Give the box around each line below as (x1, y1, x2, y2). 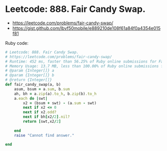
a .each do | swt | (14, 96, 48, 101)
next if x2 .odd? (23, 110, 57, 115)
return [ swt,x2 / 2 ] (23, 119, 61, 124)
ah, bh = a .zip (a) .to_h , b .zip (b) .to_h (14, 91, 97, 96)
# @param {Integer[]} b (5, 73, 55, 78)
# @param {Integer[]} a (5, 68, 55, 73)
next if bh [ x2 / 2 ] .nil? (23, 114, 70, 120)
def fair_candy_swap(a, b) (5, 82, 61, 87)
